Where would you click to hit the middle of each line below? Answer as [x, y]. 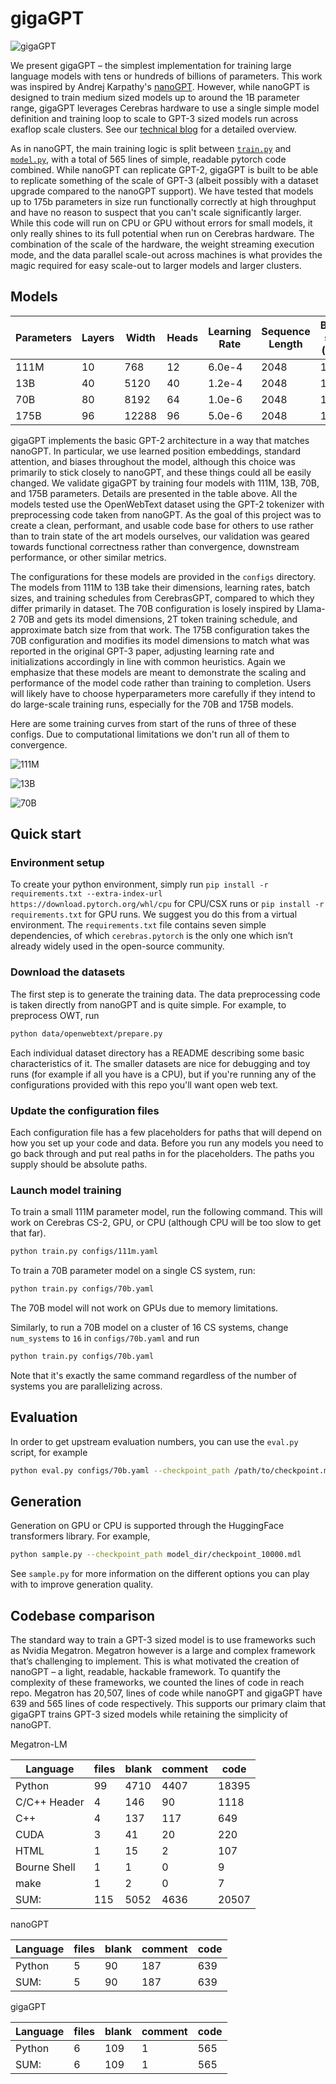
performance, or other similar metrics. [88, 557]
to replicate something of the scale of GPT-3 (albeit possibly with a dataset [164, 180]
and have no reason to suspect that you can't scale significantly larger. [156, 212]
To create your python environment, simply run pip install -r [139, 884]
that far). [28, 1233]
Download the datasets [68, 972]
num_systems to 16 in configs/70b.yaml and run [105, 1338]
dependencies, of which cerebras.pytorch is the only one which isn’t [151, 936]
